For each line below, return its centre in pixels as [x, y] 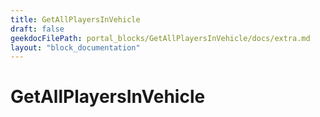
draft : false [37, 29]
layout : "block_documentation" [75, 47]
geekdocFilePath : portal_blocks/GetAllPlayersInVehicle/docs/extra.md [160, 38]
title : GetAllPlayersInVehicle [75, 19]
